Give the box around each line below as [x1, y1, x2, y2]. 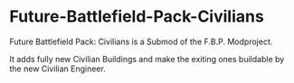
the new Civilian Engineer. [9, 63, 106, 74]
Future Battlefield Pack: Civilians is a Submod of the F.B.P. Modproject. [9, 36, 273, 47]
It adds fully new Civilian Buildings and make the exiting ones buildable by [9, 53, 285, 64]
